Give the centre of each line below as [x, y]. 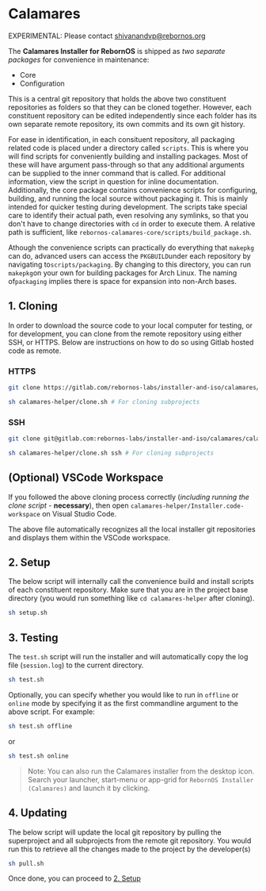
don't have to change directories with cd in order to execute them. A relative [132, 224]
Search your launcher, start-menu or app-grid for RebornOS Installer [141, 779]
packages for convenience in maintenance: [79, 60]
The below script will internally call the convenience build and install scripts [131, 582]
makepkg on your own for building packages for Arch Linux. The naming [123, 273]
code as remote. [35, 351]
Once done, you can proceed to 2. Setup [74, 878]
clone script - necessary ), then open [68, 505]
